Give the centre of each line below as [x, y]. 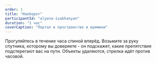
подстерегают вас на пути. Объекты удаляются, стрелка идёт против [78, 51]
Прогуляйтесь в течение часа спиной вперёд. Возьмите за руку [72, 41]
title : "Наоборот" [24, 14]
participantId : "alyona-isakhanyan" [42, 18]
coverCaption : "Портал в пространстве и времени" [57, 27]
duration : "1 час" [24, 23]
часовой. [14, 56]
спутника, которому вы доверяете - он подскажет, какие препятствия [78, 46]
